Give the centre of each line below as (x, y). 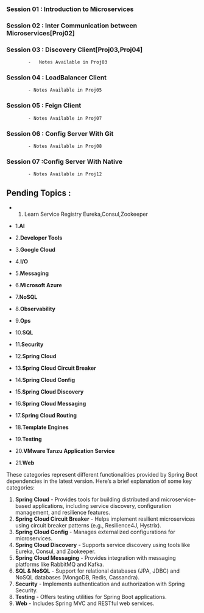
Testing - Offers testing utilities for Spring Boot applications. (91, 597)
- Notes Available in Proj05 (65, 90)
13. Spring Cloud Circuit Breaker (55, 368)
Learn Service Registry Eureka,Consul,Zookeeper (86, 214)
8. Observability (35, 309)
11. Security (29, 345)
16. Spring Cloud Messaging (51, 404)
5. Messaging (32, 273)
